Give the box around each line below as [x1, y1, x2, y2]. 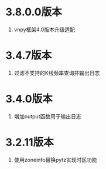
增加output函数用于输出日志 [13, 112, 81, 120]
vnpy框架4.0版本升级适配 [13, 26, 76, 33]
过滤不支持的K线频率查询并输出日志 [13, 69, 100, 77]
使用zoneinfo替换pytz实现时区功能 [13, 156, 97, 163]
